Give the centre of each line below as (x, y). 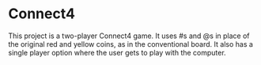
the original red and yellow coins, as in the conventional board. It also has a (130, 44)
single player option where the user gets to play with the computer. (117, 52)
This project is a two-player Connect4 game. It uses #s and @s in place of (129, 36)
